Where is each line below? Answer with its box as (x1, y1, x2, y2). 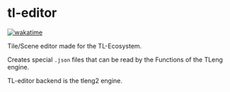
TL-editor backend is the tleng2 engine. (7, 76, 122, 85)
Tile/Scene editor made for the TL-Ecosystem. (7, 41, 142, 50)
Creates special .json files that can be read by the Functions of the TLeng (7, 55, 223, 64)
